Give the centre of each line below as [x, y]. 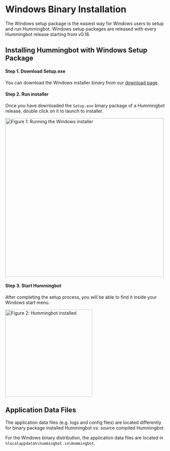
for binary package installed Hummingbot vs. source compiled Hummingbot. [85, 428]
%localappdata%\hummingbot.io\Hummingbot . [50, 443]
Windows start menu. [27, 302]
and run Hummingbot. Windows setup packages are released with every [81, 29]
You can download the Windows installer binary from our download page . [82, 82]
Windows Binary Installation [66, 9]
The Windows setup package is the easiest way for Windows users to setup [84, 23]
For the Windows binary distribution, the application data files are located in [84, 438]
